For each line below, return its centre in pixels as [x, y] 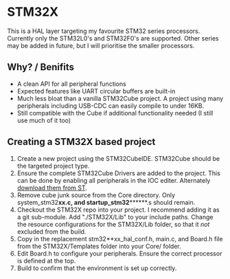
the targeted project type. [53, 166]
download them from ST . [52, 188]
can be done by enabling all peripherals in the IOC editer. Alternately [114, 180]
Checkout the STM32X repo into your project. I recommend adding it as [118, 210]
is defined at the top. [46, 260]
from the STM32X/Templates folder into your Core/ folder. [99, 246]
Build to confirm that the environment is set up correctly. [97, 268]
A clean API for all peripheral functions [72, 84]
